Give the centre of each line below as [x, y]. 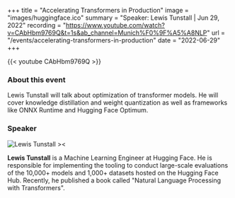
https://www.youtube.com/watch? [115, 25]
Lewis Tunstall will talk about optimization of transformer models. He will [113, 95]
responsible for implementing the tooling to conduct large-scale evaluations [118, 165]
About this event [36, 79]
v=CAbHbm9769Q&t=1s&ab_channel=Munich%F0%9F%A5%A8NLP [107, 33]
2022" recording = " [37, 25]
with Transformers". [36, 187]
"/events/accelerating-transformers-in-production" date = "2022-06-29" [114, 40]
